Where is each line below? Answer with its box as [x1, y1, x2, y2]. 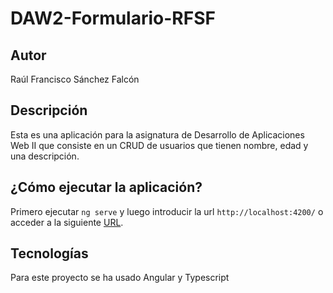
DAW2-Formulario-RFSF [10, 7, 216, 30]
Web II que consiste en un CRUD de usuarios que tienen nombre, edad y [10, 139, 309, 151]
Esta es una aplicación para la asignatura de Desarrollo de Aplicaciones [10, 128, 305, 141]
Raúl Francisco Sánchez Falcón [10, 73, 140, 85]
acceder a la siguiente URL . [10, 216, 124, 228]
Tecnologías [10, 245, 89, 262]
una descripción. [10, 150, 80, 162]
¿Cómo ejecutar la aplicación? [10, 179, 203, 196]
